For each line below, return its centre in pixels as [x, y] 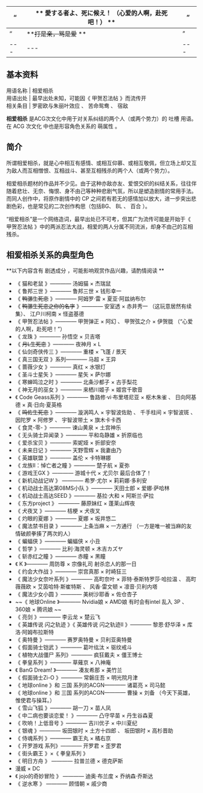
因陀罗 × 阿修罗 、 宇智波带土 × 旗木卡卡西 [68, 420]
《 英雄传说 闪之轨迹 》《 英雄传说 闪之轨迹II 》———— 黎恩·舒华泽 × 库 [104, 624]
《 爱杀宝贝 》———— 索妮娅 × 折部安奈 [66, 443]
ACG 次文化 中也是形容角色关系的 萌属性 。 [67, 126]
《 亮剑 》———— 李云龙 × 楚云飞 [58, 617]
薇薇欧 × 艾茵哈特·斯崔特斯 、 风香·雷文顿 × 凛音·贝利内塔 [86, 587]
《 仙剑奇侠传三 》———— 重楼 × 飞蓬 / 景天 [71, 352]
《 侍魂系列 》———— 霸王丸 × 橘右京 [63, 738]
